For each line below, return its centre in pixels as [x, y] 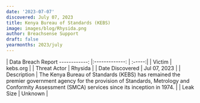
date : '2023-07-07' [30, 12]
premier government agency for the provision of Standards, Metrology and [98, 80]
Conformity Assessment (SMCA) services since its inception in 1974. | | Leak [100, 87]
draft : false [22, 39]
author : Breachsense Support [42, 34]
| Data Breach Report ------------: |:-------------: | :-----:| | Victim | [89, 62]
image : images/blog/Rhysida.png [46, 28]
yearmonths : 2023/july [34, 45]
